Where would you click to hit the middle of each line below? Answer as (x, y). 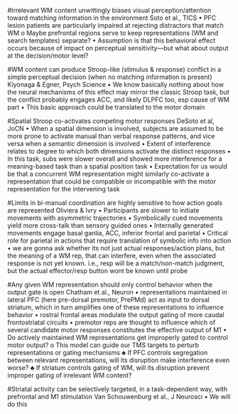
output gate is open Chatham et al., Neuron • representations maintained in (117, 292)
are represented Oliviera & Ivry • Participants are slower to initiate (103, 210)
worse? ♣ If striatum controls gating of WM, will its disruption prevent (108, 368)
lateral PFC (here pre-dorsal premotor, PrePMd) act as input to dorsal (108, 299)
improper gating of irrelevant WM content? (70, 375)
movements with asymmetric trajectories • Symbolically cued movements (115, 218)
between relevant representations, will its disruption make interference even (119, 360)
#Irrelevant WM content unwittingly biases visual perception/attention (109, 10)
